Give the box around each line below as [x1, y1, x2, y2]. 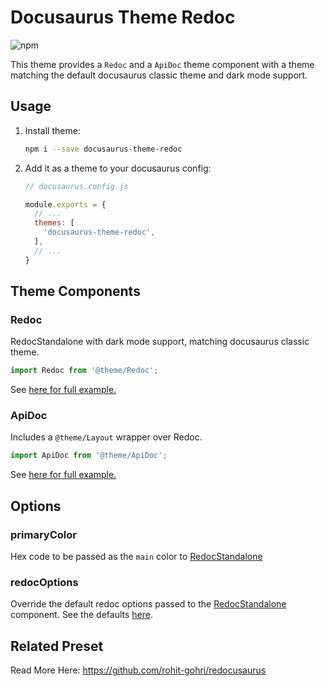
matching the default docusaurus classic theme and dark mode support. [10, 69, 308, 81]
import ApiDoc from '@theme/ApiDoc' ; [10, 451, 168, 461]
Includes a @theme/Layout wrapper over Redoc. [10, 431, 203, 443]
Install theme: [24, 124, 81, 136]
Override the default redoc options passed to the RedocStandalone [10, 598, 287, 610]
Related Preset [10, 637, 104, 655]
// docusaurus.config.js [24, 181, 129, 191]
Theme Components [10, 283, 141, 300]
